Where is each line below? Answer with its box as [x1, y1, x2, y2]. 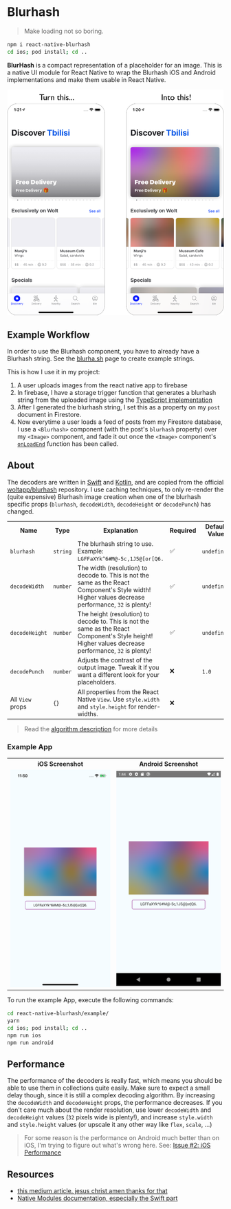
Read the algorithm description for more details [23, 725, 158, 733]
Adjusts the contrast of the [77, 656, 153, 664]
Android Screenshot [139, 760, 198, 768]
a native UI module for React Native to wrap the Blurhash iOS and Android [7, 68, 217, 77]
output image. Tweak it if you [77, 663, 159, 672]
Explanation [102, 526, 139, 534]
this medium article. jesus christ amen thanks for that [16, 1187, 168, 1195]
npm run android [7, 1039, 54, 1046]
